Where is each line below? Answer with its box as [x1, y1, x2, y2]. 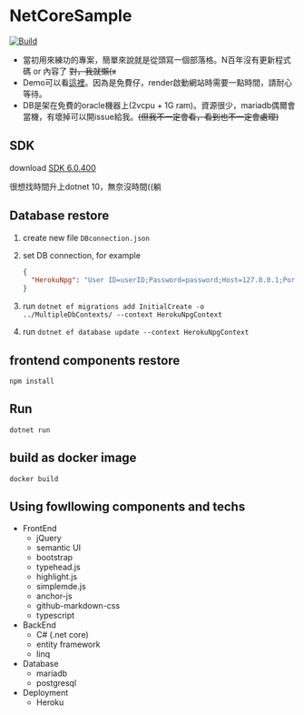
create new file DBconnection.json [22, 232, 150, 243]
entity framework [35, 639, 101, 650]
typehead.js [35, 561, 81, 573]
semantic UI [35, 542, 82, 553]
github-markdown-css [35, 600, 121, 611]
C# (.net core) [35, 629, 89, 640]
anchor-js [35, 590, 73, 601]
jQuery [35, 533, 62, 544]
